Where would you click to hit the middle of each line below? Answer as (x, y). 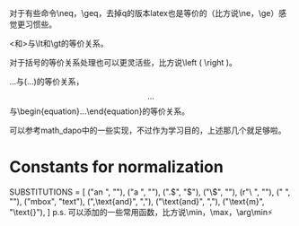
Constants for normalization (117, 167)
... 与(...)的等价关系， (47, 82)
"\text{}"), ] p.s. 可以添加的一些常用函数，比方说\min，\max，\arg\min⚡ (141, 212)
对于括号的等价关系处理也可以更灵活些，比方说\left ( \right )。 (123, 62)
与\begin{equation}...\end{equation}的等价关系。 (100, 111)
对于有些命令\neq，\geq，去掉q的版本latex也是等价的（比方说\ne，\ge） (144, 13)
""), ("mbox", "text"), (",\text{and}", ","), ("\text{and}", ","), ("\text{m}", (137, 201)
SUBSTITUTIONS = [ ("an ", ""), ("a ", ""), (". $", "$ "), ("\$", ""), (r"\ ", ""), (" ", (150, 192)
